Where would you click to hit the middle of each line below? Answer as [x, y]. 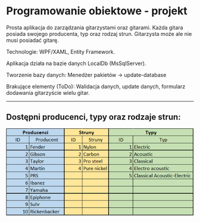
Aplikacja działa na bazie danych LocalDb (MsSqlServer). [76, 63]
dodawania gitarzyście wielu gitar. [48, 92]
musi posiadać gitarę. [32, 40]
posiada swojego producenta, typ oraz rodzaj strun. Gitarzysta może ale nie [99, 33]
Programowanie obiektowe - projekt [97, 11]
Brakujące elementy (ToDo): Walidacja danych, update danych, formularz [96, 86]
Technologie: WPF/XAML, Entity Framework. [61, 51]
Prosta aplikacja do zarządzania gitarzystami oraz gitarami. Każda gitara [95, 27]
